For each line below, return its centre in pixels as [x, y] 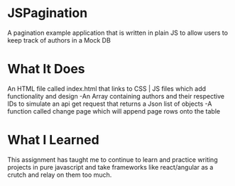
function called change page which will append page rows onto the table [114, 111]
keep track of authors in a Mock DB [59, 40]
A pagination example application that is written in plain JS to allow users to [118, 33]
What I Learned [53, 140]
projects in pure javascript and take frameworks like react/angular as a [110, 167]
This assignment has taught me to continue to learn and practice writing [113, 159]
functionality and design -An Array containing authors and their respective [116, 96]
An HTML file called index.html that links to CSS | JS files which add [107, 88]
